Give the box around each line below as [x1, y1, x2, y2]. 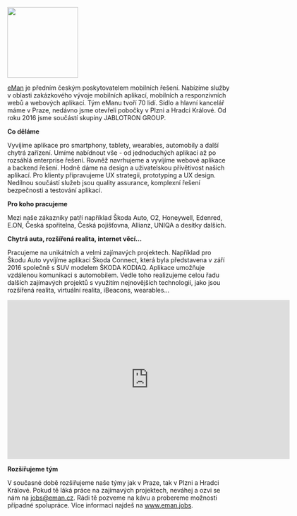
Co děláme [7, 127, 40, 136]
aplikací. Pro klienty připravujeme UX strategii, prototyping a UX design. [7, 171, 217, 180]
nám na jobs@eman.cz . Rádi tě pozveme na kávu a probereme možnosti [7, 493, 217, 502]
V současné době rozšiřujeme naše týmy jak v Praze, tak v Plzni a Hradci [7, 479, 219, 487]
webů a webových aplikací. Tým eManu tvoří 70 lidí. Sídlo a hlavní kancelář [7, 99, 224, 107]
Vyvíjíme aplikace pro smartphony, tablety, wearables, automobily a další [7, 141, 219, 149]
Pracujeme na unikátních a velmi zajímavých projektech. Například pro [7, 248, 212, 257]
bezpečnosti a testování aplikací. [7, 186, 102, 194]
